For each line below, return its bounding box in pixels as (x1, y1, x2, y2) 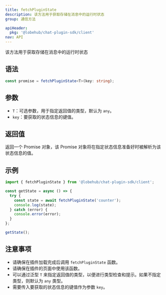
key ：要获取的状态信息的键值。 (12, 114, 76, 120)
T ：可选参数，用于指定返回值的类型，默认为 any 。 (12, 107, 114, 113)
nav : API (5, 35, 23, 40)
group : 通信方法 (5, 16, 36, 21)
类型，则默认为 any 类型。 (12, 278, 66, 284)
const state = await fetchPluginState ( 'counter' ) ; (14, 197, 121, 203)
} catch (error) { (9, 207, 48, 212)
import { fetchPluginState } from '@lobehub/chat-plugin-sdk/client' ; (5, 180, 155, 185)
